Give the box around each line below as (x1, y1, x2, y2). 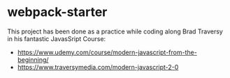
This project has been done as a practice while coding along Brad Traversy (7, 27, 224, 36)
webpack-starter (7, 4, 108, 20)
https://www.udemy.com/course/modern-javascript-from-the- (17, 48, 197, 56)
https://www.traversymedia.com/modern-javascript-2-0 (17, 63, 179, 71)
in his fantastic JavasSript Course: (7, 34, 106, 42)
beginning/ (17, 55, 49, 63)
